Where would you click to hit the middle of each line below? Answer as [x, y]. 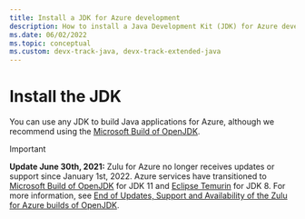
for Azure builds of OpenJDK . [64, 205]
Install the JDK [66, 97]
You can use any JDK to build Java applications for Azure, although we [142, 122]
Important [28, 149]
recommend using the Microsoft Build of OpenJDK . [105, 132]
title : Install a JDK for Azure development [95, 18]
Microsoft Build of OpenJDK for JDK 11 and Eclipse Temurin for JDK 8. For [148, 186]
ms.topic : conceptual [50, 43]
